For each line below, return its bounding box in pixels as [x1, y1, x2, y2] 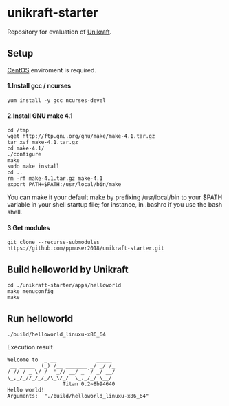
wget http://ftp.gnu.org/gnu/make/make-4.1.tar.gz [7, 133, 155, 140]
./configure [7, 151, 41, 158]
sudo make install [7, 163, 60, 170]
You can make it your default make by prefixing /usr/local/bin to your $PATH [7, 193, 223, 201]
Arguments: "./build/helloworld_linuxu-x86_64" [7, 392, 149, 399]
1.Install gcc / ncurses [7, 81, 72, 90]
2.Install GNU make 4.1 [7, 112, 73, 120]
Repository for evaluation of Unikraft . [7, 28, 112, 36]
